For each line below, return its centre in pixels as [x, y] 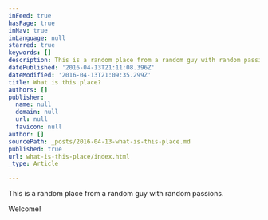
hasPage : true [32, 23]
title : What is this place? [55, 82]
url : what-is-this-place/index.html [69, 156]
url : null [32, 120]
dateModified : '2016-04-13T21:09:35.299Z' [80, 75]
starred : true [32, 45]
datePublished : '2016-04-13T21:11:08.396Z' [82, 68]
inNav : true [28, 30]
